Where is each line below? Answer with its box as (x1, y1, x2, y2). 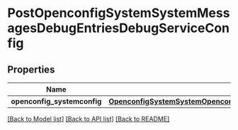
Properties (7, 63, 55, 75)
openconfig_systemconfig (11, 97, 102, 106)
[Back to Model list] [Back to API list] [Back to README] (7, 115, 170, 123)
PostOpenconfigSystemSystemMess (7, 5, 230, 21)
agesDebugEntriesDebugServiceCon (7, 20, 230, 36)
